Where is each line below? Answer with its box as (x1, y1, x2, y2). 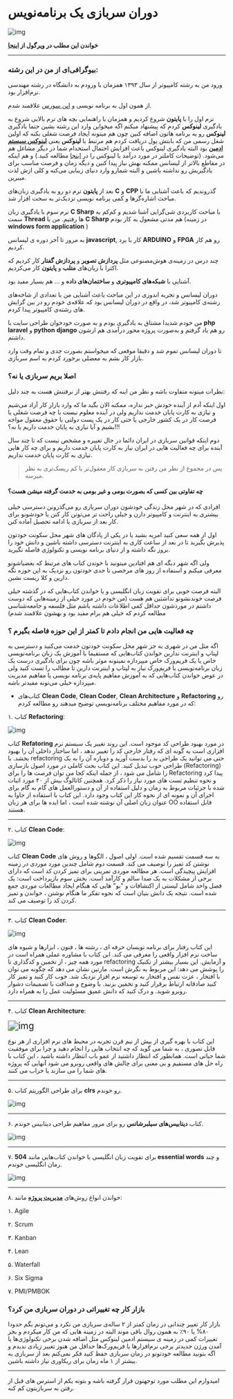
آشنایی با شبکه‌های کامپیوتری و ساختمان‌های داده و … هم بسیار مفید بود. (8, 277, 192, 285)
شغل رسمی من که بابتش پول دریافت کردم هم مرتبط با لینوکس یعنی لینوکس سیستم (8, 137, 224, 145)
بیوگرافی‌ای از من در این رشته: (8, 64, 99, 74)
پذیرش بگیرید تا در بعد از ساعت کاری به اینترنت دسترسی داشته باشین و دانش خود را (8, 538, 225, 546)
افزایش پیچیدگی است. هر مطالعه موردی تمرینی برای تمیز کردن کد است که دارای (8, 867, 216, 875)
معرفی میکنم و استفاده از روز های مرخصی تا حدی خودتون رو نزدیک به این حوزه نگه (8, 565, 222, 574)
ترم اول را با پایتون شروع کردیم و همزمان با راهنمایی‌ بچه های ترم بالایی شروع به (8, 115, 214, 123)
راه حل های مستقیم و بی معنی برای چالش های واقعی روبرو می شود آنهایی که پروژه (8, 1059, 223, 1067)
